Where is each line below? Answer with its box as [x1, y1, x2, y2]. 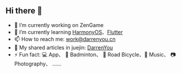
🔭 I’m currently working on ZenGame [14, 21, 104, 28]
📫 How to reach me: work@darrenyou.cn [14, 35, 116, 42]
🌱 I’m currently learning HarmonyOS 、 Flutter [14, 28, 123, 35]
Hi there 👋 [5, 6, 43, 16]
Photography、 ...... [14, 60, 61, 67]
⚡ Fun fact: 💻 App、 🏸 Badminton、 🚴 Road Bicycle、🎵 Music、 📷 [14, 51, 176, 58]
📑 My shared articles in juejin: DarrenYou [14, 44, 113, 51]
